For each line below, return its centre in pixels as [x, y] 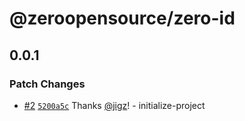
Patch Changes [47, 84]
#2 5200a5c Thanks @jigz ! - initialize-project [114, 105]
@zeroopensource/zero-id [122, 18]
